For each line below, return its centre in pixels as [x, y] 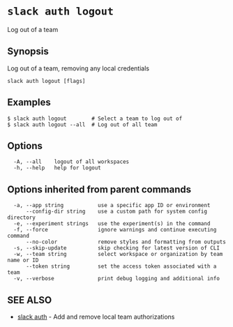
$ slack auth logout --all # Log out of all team [82, 124]
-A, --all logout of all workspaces [72, 162]
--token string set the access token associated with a [121, 266]
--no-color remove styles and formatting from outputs [126, 242]
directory [22, 218]
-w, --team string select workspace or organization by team [118, 254]
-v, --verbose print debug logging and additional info [116, 279]
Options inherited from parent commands [99, 189]
